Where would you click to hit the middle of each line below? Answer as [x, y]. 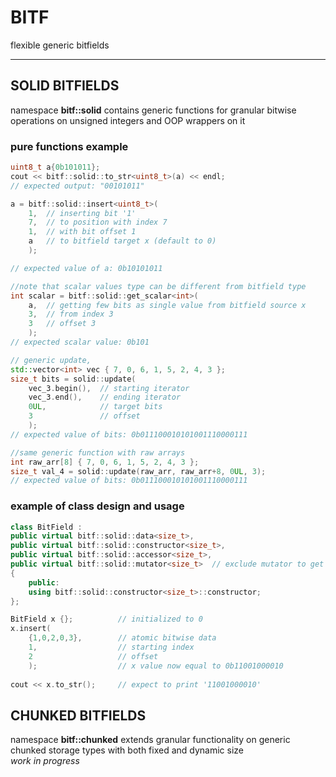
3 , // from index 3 [71, 314]
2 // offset [93, 656]
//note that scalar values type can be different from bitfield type [158, 286]
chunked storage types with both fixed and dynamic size [127, 750]
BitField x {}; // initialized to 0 [106, 619]
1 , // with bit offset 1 [82, 232]
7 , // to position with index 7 [98, 222]
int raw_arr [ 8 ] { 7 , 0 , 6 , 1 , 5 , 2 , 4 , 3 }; [105, 462]
